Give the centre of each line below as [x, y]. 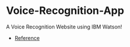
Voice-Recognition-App [65, 11]
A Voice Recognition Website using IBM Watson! [64, 27]
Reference [27, 38]
